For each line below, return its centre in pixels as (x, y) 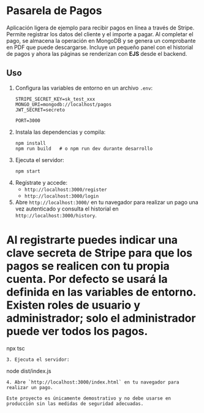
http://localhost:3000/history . (56, 215)
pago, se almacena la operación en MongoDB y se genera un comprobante (101, 41)
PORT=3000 (28, 120)
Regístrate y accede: (41, 182)
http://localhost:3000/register (66, 190)
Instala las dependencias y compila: (60, 132)
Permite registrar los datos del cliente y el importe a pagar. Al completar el (100, 34)
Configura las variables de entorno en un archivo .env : (84, 88)
